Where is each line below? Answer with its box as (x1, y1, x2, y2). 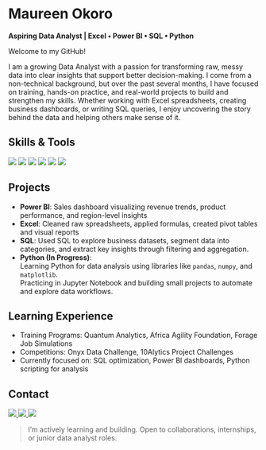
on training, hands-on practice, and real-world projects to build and (8, 87, 229, 96)
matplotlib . (19, 270, 58, 279)
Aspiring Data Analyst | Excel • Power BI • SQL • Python (8, 31, 195, 41)
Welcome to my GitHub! (8, 46, 86, 56)
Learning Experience (8, 309, 114, 323)
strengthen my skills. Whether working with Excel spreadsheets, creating (8, 95, 247, 105)
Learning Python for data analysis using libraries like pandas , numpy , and (19, 261, 253, 270)
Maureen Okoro (8, 5, 114, 23)
